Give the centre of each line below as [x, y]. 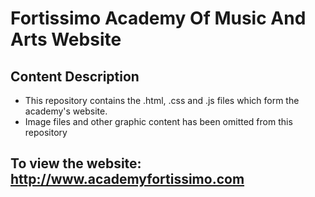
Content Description [75, 76]
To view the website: [76, 163]
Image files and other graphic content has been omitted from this [158, 121]
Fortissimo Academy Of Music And [158, 18]
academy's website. [66, 111]
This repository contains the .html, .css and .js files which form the [162, 100]
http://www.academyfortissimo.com [127, 179]
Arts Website [66, 39]
